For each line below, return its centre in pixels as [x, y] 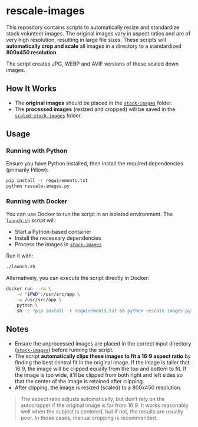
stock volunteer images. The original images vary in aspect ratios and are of [98, 33]
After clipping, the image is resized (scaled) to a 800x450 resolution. [98, 387]
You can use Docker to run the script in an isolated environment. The [90, 214]
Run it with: [20, 256]
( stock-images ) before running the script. [64, 350]
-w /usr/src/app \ [39, 300]
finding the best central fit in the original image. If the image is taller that [102, 362]
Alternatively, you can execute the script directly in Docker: [78, 278]
